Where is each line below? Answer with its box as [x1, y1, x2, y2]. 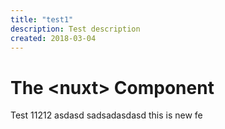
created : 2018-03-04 [10, 33, 97, 43]
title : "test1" [10, 14, 74, 25]
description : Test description [10, 24, 141, 34]
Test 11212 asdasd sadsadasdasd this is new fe [10, 109, 203, 121]
